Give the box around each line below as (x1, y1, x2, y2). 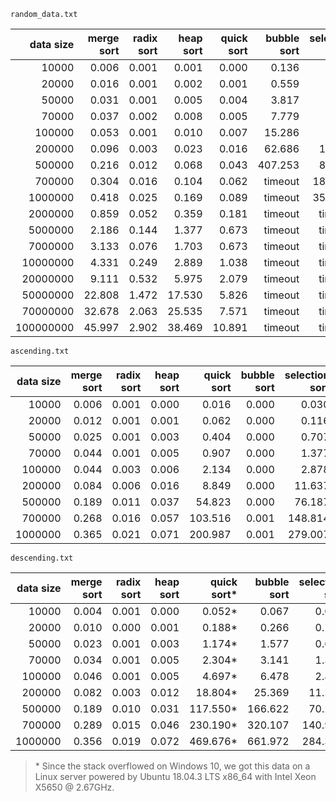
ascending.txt (10, 346, 70, 356)
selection (284, 368, 330, 382)
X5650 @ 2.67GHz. (34, 781, 115, 793)
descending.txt (10, 553, 74, 563)
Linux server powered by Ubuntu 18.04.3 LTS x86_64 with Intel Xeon (34, 771, 317, 782)
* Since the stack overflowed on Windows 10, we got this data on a (34, 760, 311, 772)
